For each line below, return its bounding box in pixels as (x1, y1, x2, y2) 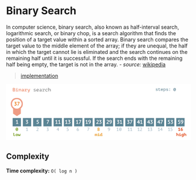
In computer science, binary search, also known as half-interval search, (6, 23, 180, 30)
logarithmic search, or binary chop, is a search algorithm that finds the (6, 29, 176, 36)
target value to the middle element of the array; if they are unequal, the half (6, 42, 188, 49)
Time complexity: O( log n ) (6, 167, 77, 174)
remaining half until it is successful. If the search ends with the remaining (6, 55, 183, 62)
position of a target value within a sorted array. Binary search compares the (6, 36, 189, 43)
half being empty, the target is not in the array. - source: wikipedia (6, 60, 166, 68)
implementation (20, 72, 59, 79)
